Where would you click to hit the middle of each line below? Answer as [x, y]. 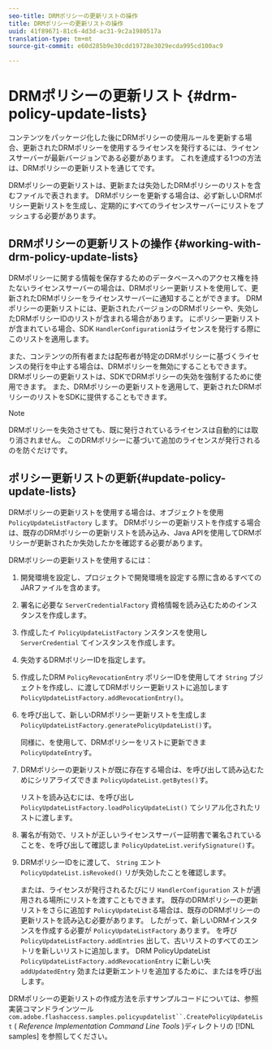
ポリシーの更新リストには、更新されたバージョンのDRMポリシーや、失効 [130, 308]
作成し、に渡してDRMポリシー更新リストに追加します [138, 687]
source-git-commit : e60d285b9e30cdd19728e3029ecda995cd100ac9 [116, 46]
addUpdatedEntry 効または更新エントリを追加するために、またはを [130, 971]
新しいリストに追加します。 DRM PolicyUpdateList [126, 951]
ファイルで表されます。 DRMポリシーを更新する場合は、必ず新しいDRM [135, 195]
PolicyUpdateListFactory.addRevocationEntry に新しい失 [115, 960]
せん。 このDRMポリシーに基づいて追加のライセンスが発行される [152, 439]
